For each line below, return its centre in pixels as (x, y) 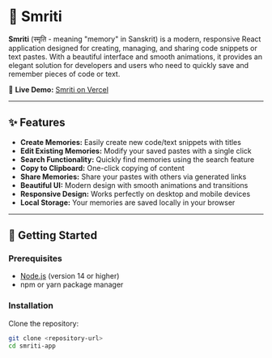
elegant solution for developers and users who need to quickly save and (129, 65)
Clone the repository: (44, 323)
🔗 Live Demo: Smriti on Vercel (59, 89)
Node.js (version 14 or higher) (70, 276)
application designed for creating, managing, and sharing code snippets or (133, 48)
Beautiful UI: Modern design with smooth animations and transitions (134, 185)
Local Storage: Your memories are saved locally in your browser (127, 202)
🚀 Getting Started (53, 235)
